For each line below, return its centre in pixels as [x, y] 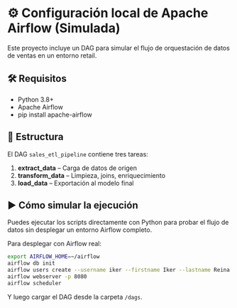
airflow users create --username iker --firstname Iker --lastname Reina [119, 270]
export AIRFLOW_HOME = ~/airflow [54, 257]
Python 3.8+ [36, 99]
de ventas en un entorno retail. [52, 55]
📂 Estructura [35, 137]
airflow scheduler [34, 283]
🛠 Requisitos [37, 79]
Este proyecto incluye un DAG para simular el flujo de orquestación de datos [119, 48]
